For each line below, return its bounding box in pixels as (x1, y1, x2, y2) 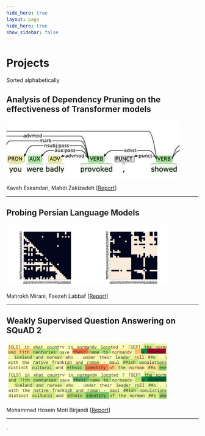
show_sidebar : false (6, 29, 59, 35)
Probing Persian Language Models (6, 208, 140, 218)
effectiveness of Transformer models (6, 104, 151, 114)
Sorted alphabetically (6, 76, 60, 84)
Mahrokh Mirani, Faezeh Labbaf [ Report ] (6, 292, 109, 300)
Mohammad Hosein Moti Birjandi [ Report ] (6, 406, 111, 413)
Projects (6, 56, 50, 70)
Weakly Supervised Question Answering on (6, 316, 176, 327)
